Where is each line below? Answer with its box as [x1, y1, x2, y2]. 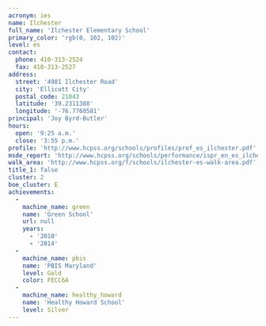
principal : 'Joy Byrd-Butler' [8, 115, 108, 123]
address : [8, 70, 37, 78]
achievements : [8, 188, 55, 196]
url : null [22, 218, 55, 226]
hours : [8, 122, 30, 130]
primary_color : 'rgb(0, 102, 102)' [8, 33, 126, 42]
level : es [8, 41, 41, 49]
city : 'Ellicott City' [15, 85, 90, 93]
